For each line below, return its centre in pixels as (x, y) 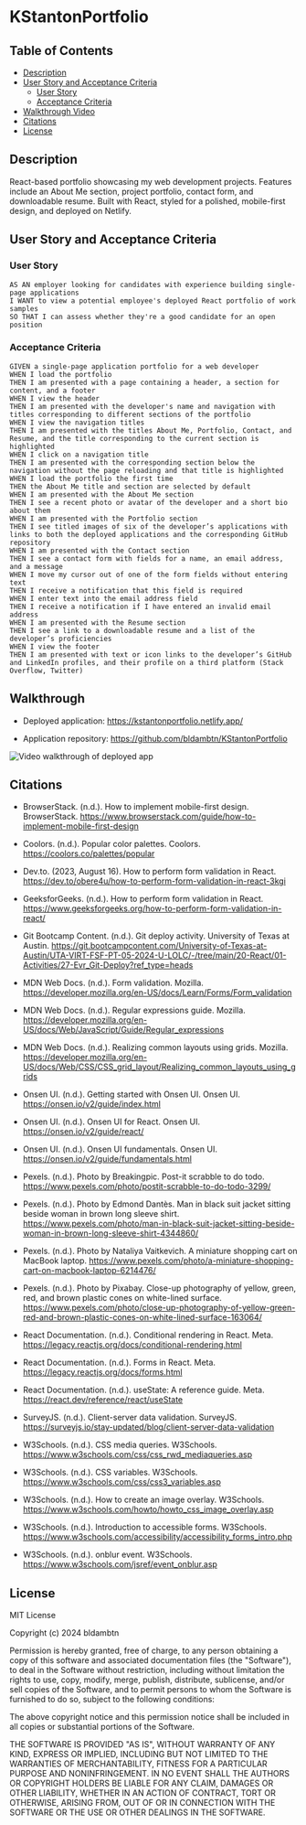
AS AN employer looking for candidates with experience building (136, 284)
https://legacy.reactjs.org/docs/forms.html (102, 1372)
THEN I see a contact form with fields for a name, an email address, (147, 558)
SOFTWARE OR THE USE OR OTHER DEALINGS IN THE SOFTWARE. (137, 1812)
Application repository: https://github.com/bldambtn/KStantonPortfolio (155, 738)
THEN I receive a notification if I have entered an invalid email (141, 607)
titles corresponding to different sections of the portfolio (130, 414)
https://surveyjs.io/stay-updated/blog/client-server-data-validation (148, 1427)
